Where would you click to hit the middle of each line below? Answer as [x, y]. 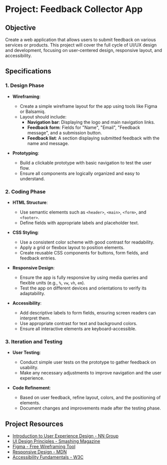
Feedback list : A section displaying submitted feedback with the [93, 138]
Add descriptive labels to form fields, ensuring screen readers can [88, 312]
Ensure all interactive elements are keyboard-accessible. [78, 328]
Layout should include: [43, 116]
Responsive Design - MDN [40, 452]
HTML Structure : [30, 202]
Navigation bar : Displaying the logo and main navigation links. [91, 122]
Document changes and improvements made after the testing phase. [90, 408]
